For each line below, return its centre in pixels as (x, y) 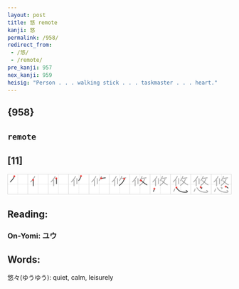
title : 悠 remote (33, 22)
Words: (24, 259)
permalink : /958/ (33, 38)
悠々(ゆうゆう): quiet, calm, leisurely (60, 277)
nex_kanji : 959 (30, 75)
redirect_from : (30, 45)
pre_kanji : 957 (30, 68)
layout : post (27, 15)
